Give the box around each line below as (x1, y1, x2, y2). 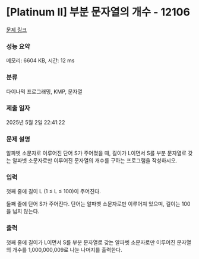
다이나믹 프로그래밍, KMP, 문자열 (6, 88, 83, 95)
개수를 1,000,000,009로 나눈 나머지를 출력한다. (12, 246, 123, 253)
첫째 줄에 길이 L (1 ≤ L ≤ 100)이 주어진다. (6, 188, 101, 195)
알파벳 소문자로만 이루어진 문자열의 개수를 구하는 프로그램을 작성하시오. (12, 157, 178, 164)
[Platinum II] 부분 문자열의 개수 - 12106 (6, 5, 190, 19)
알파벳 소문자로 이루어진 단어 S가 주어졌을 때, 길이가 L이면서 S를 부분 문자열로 (6, 149, 187, 157)
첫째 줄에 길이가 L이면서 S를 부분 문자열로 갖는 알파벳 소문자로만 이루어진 (6, 238, 176, 246)
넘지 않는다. (12, 208, 40, 215)
